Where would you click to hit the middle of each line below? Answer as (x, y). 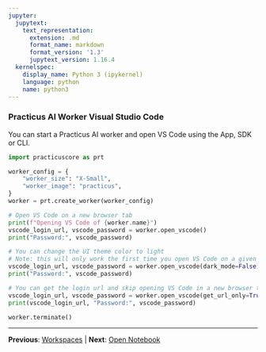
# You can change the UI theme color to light (86, 252)
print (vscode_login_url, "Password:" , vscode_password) (102, 303)
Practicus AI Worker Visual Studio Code (86, 117)
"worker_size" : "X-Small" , (67, 179)
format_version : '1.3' (66, 52)
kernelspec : (35, 67)
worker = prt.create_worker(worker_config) (81, 201)
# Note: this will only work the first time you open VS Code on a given (133, 259)
